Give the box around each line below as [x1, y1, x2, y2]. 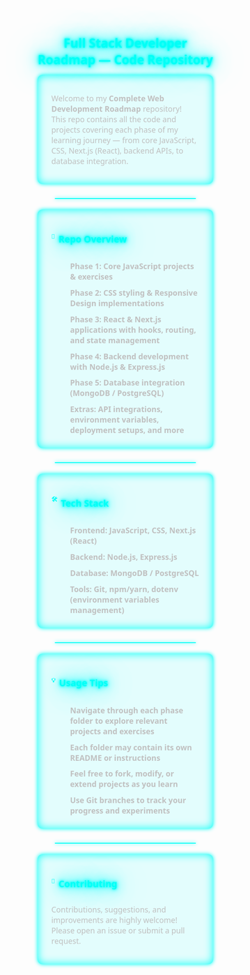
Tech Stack [60, 497, 109, 510]
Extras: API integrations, [70, 404, 163, 415]
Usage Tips [58, 677, 109, 690]
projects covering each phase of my [51, 123, 179, 135]
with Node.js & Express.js [70, 361, 166, 372]
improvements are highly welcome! [51, 914, 178, 926]
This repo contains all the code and [51, 113, 177, 125]
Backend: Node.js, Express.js [70, 551, 178, 563]
